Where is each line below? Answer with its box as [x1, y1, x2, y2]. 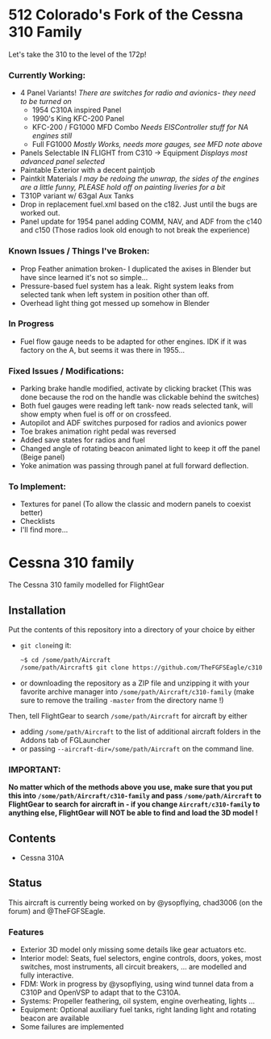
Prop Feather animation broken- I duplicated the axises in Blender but [19, 264, 252, 274]
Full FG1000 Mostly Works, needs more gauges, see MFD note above [31, 140, 263, 149]
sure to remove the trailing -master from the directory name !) [19, 695, 224, 705]
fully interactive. [19, 970, 74, 980]
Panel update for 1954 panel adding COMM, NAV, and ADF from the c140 [19, 216, 262, 227]
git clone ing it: [19, 640, 72, 651]
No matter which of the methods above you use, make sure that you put [8, 782, 253, 792]
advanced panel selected [19, 157, 105, 166]
